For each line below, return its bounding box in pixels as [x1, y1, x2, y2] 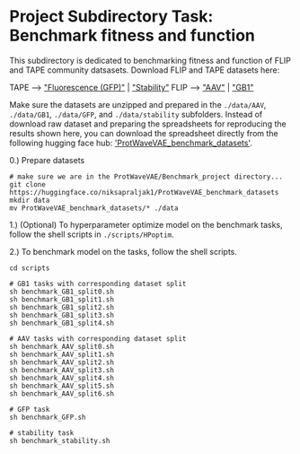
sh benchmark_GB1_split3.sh [9, 310, 115, 319]
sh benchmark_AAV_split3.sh [9, 365, 115, 374]
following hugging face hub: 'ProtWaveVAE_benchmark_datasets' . [9, 137, 253, 148]
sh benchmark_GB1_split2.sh [9, 302, 115, 311]
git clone [9, 179, 47, 189]
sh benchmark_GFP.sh [9, 413, 87, 422]
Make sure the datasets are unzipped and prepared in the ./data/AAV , [9, 99, 267, 109]
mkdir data [9, 196, 50, 205]
